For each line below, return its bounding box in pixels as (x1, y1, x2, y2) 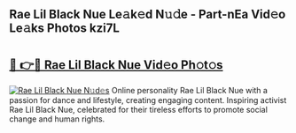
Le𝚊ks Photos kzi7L (9, 21, 120, 36)
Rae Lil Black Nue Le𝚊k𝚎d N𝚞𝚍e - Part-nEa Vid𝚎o (9, 7, 286, 22)
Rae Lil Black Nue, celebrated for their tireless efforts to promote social (9, 105, 269, 115)
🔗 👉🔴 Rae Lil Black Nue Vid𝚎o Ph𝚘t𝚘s (9, 57, 223, 72)
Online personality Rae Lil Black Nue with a (111, 85, 269, 95)
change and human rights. (9, 114, 105, 124)
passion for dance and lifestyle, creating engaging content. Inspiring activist (9, 95, 287, 105)
